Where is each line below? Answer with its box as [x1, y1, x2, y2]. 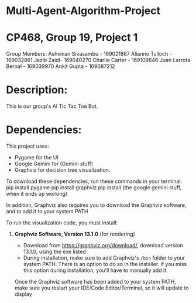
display [14, 291, 32, 297]
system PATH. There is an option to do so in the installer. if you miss [23, 261, 187, 267]
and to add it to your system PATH [6, 208, 88, 215]
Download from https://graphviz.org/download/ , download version [23, 242, 183, 248]
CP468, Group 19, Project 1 [6, 31, 138, 45]
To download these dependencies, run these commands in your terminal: [6, 178, 183, 185]
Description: [6, 83, 68, 97]
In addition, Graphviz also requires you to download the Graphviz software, [6, 202, 187, 209]
